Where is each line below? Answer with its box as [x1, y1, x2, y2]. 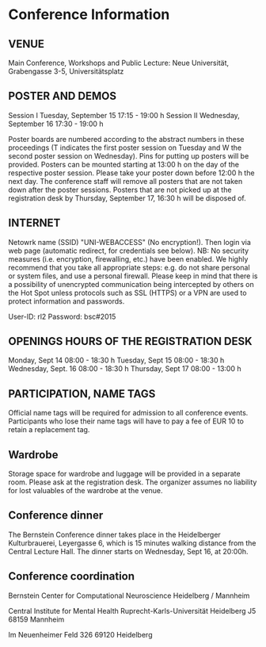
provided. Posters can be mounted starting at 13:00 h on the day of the [8, 159, 240, 169]
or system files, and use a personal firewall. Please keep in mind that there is [8, 271, 258, 281]
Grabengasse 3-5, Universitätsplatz [8, 67, 124, 76]
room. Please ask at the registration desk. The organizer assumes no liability [8, 477, 257, 487]
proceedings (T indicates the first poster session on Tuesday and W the [8, 143, 242, 152]
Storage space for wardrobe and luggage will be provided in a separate [8, 469, 241, 479]
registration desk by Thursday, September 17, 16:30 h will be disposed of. [8, 193, 247, 203]
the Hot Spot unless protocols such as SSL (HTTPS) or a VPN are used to [8, 288, 247, 297]
